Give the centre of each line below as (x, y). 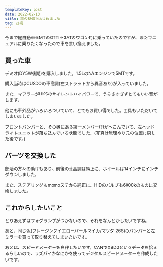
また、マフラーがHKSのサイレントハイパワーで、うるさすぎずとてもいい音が (81, 94)
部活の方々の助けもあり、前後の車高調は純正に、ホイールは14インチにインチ (82, 168)
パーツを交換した (31, 156)
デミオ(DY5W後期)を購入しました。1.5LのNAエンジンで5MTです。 (71, 73)
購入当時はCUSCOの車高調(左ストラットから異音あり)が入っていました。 (78, 84)
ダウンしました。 (22, 174)
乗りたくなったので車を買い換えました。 (62, 44)
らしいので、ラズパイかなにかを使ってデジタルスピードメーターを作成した (83, 253)
